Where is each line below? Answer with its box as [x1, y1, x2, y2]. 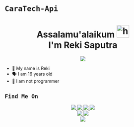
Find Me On [4, 93, 38, 100]
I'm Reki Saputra [48, 39, 118, 51]
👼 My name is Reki [11, 65, 50, 71]
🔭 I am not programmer [11, 78, 60, 84]
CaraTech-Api [4, 4, 58, 13]
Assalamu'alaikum [36, 29, 115, 40]
